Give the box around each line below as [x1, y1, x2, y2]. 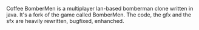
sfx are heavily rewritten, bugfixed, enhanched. [6, 18, 124, 24]
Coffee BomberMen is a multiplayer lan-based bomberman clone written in [6, 5, 194, 12]
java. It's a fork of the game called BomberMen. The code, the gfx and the [6, 11, 192, 18]
